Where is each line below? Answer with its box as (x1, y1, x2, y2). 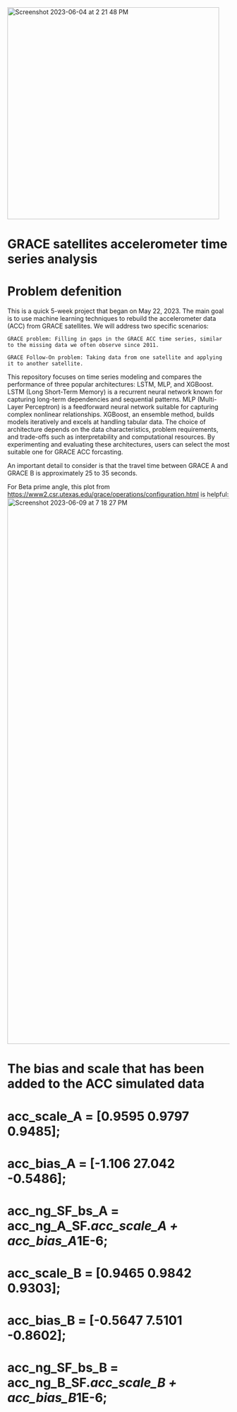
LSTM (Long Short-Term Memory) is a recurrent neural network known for (7, 388, 223, 396)
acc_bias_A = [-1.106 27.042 (7, 1155, 175, 1172)
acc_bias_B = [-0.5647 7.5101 (7, 1312, 183, 1329)
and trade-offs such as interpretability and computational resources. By (7, 433, 215, 441)
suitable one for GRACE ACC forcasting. (7, 448, 123, 457)
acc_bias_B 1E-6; (7, 1390, 108, 1406)
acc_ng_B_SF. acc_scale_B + (7, 1375, 178, 1391)
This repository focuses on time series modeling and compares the (7, 372, 202, 381)
